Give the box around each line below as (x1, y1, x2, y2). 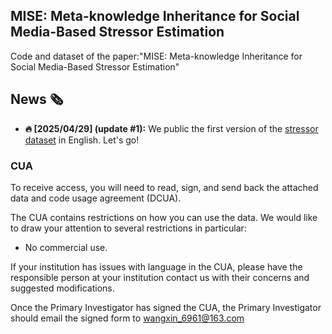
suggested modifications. (10, 282, 115, 294)
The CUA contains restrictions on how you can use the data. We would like (10, 211, 318, 223)
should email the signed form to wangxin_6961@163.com (10, 312, 245, 324)
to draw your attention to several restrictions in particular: (10, 222, 247, 234)
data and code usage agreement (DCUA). (10, 192, 182, 204)
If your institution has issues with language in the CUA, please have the (10, 260, 303, 273)
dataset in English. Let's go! (24, 134, 140, 146)
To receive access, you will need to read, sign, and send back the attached (10, 181, 319, 193)
